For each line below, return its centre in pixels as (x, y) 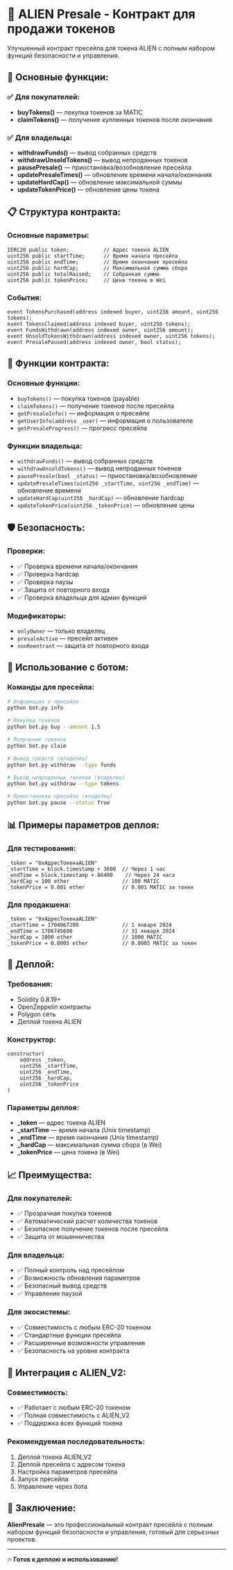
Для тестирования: (42, 848)
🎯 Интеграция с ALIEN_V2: (67, 1373)
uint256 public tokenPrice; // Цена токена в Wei (87, 280)
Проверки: (26, 551)
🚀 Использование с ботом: (68, 668)
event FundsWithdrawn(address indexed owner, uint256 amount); (101, 330)
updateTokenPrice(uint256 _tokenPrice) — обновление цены (106, 505)
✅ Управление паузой (50, 1294)
